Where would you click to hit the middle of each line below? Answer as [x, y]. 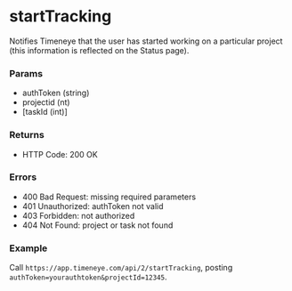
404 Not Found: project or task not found [97, 225]
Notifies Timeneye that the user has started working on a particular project [146, 41]
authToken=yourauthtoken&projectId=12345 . [88, 277]
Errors [23, 177]
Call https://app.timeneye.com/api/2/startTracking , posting [121, 268]
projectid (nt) [46, 102]
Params [26, 73]
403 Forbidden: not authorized [78, 215]
